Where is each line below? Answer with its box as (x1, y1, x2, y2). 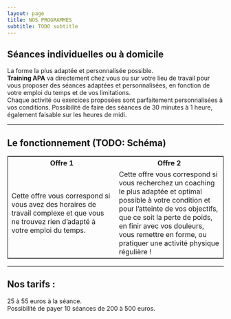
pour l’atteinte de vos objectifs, (119, 204, 219, 214)
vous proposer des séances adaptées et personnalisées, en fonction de (7, 81, 210, 90)
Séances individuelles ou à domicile (7, 48, 164, 60)
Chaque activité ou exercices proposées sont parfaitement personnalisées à (7, 96, 223, 104)
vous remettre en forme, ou (119, 230, 208, 239)
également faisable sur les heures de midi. (7, 111, 127, 119)
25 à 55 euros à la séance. (7, 297, 82, 305)
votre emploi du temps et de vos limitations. (7, 89, 131, 97)
